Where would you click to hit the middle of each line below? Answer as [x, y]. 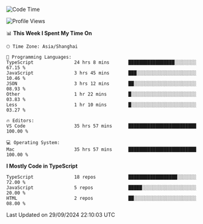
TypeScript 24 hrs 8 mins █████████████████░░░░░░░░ [101, 62]
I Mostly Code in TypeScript [42, 166]
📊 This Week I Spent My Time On [49, 33]
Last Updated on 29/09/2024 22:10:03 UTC [61, 215]
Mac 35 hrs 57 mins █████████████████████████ [101, 150]
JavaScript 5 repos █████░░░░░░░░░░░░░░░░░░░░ [101, 188]
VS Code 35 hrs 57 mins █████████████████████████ [101, 126]
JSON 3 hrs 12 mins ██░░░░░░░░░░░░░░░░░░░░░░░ [101, 84]
